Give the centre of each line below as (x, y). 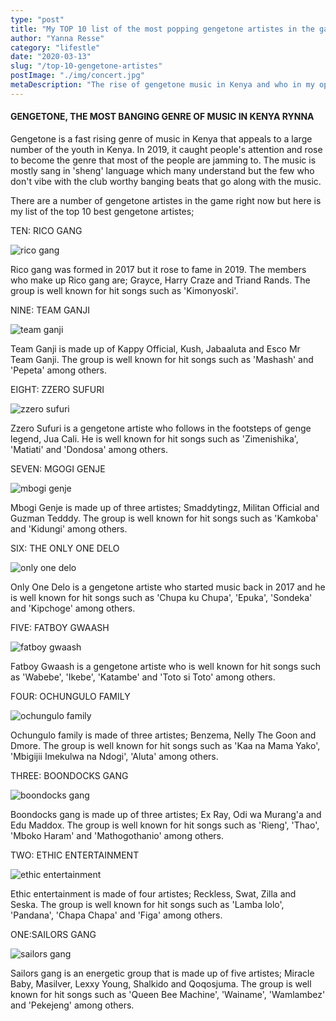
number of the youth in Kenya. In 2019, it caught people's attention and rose (166, 149)
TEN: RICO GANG (46, 230)
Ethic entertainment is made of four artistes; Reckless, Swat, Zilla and (153, 893)
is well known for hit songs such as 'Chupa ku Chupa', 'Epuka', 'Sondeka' (161, 597)
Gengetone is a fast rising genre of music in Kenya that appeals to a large (161, 138)
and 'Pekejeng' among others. (72, 1005)
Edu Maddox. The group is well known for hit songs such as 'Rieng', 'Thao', (165, 825)
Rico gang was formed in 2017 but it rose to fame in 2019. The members (158, 269)
